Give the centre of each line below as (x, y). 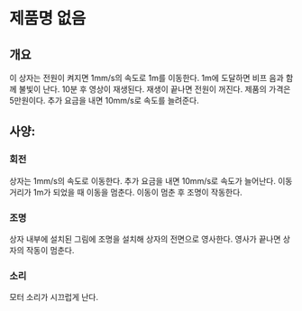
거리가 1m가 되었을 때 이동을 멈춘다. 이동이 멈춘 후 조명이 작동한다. (126, 192)
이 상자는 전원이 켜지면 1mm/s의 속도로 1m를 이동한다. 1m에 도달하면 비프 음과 (146, 78)
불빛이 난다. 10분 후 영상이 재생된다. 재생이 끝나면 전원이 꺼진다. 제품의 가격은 (155, 89)
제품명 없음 (48, 18)
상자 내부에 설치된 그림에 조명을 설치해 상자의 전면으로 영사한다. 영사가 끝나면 (145, 239)
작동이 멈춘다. (50, 250)
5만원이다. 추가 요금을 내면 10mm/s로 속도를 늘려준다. (105, 101)
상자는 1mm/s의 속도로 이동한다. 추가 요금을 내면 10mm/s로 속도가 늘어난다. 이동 (151, 180)
